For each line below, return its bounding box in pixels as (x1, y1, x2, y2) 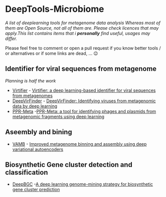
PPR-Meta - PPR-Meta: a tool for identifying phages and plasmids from (12, 108, 156, 114)
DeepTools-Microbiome (5, 3, 104, 15)
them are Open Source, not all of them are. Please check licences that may (5, 25, 159, 31)
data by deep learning (12, 103, 57, 109)
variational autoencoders (12, 146, 63, 152)
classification (5, 168, 48, 176)
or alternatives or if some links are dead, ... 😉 (5, 50, 98, 56)
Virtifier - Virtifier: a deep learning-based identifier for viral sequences (12, 87, 156, 93)
